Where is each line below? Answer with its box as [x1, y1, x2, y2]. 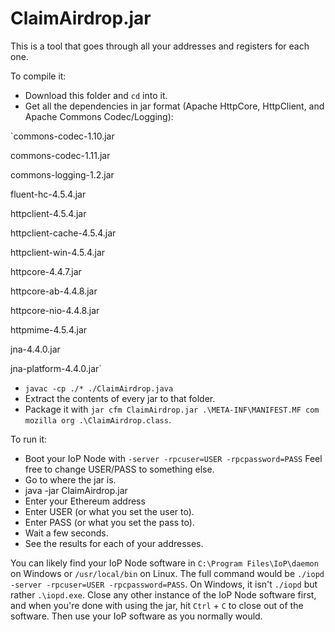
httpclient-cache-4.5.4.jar [10, 227, 117, 239]
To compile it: [10, 70, 67, 82]
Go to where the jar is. [24, 473, 117, 486]
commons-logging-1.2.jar [10, 168, 115, 181]
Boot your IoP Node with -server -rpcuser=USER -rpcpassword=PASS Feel [24, 452, 323, 464]
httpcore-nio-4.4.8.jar [10, 304, 100, 316]
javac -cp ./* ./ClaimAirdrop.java [24, 383, 174, 394]
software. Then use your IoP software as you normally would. [10, 610, 263, 622]
